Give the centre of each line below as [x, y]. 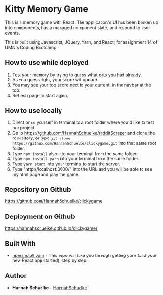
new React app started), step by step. [50, 260]
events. [12, 33]
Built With [20, 244]
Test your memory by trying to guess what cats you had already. [77, 75]
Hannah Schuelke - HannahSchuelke [50, 287]
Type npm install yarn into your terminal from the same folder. [76, 158]
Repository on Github [38, 189]
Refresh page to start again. [40, 95]
